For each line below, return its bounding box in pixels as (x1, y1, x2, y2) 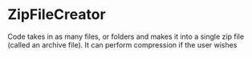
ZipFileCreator (7, 6, 106, 24)
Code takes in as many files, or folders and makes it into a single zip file (7, 32, 245, 41)
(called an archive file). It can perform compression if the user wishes (7, 40, 238, 49)
